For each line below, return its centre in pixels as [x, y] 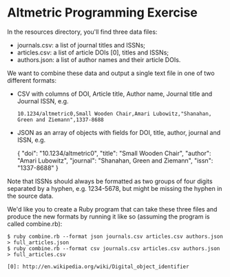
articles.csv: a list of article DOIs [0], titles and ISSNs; [93, 52]
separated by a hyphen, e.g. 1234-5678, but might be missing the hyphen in [115, 188]
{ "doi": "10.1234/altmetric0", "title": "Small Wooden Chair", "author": [114, 153]
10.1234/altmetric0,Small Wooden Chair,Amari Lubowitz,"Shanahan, [114, 114]
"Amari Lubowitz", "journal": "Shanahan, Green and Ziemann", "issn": [115, 161]
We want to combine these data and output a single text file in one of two [111, 73]
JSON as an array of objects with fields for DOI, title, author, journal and [119, 132]
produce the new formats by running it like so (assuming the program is [108, 216]
